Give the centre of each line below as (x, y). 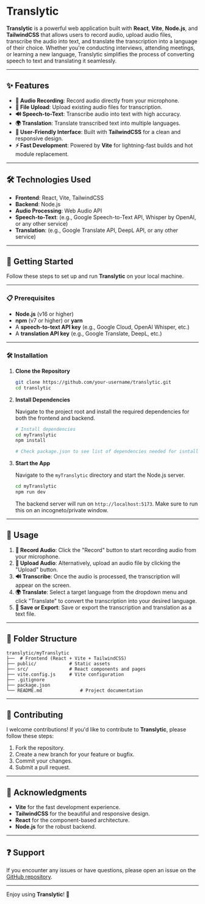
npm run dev (30, 492)
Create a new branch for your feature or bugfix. (75, 755)
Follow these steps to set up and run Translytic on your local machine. (95, 276)
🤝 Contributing (35, 715)
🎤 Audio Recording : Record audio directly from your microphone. (97, 100)
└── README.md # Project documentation (75, 690)
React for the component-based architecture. (72, 820)
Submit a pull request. (43, 768)
